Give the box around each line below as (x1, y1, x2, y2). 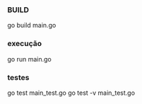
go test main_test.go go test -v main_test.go (7, 88, 136, 97)
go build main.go (7, 21, 57, 30)
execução (7, 39, 42, 49)
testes (7, 72, 30, 82)
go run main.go (7, 54, 52, 63)
